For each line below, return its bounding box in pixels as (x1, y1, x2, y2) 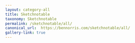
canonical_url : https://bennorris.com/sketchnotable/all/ (5, 26, 131, 31)
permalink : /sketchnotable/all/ (5, 21, 72, 26)
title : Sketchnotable (5, 12, 50, 17)
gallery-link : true (5, 30, 46, 35)
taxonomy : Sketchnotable (5, 16, 57, 21)
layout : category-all (5, 7, 50, 12)
